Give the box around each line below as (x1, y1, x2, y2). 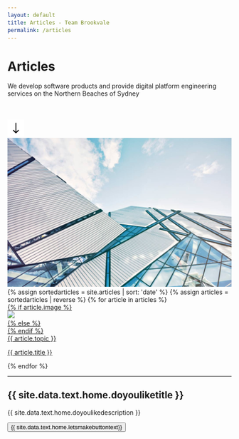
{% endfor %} (7, 362, 48, 370)
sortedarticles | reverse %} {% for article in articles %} (7, 296, 167, 304)
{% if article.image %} (7, 303, 73, 312)
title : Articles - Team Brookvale (7, 19, 110, 26)
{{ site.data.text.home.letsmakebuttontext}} (11, 423, 122, 431)
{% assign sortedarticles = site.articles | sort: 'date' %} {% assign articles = (7, 288, 229, 296)
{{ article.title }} (7, 348, 53, 357)
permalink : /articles (7, 26, 72, 34)
